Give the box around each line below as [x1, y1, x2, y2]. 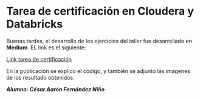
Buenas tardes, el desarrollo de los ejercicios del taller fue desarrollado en [6, 37, 193, 44]
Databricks [6, 17, 63, 31]
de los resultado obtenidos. [6, 74, 75, 81]
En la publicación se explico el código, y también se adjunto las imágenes [6, 67, 190, 74]
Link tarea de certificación [6, 55, 72, 63]
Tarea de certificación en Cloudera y [6, 4, 195, 18]
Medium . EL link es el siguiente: [6, 44, 86, 51]
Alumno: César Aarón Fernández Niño [6, 85, 105, 93]
